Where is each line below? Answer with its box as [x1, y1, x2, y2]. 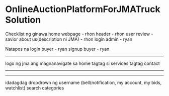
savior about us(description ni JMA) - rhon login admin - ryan [5, 36, 132, 42]
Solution [5, 14, 41, 26]
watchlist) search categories [5, 84, 64, 91]
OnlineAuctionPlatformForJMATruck [5, 4, 160, 15]
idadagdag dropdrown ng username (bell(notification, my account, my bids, [5, 79, 162, 85]
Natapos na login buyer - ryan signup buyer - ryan [5, 46, 110, 52]
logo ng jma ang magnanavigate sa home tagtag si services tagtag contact [5, 60, 160, 66]
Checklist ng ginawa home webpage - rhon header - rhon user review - [5, 31, 153, 37]
